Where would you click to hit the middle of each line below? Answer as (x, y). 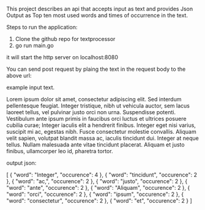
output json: (21, 163)
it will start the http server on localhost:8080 (62, 57)
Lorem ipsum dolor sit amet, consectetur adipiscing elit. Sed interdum (94, 99)
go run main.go (34, 45)
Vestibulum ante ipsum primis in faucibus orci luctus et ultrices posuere (96, 119)
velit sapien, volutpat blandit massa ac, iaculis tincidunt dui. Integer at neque (102, 138)
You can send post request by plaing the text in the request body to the (96, 69)
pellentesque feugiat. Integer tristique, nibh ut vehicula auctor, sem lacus (98, 106)
